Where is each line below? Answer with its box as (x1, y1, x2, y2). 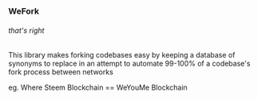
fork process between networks (8, 67, 113, 77)
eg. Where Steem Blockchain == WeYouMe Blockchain (8, 82, 188, 93)
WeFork (8, 6, 40, 17)
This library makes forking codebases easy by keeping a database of (8, 50, 236, 60)
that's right (8, 26, 45, 35)
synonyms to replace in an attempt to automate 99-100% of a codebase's (8, 58, 251, 69)
